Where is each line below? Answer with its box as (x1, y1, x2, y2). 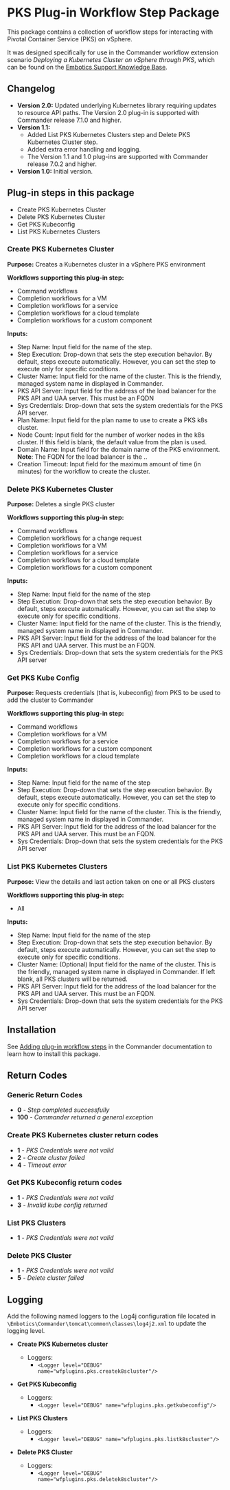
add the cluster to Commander (7, 696, 94, 704)
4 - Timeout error (16, 1161, 67, 1169)
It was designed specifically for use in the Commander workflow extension (7, 48, 218, 56)
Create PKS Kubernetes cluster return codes (7, 1130, 159, 1140)
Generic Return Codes (7, 1090, 83, 1099)
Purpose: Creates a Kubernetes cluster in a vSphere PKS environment (7, 260, 206, 268)
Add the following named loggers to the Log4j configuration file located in (7, 1312, 216, 1321)
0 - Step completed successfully (16, 1106, 110, 1114)
